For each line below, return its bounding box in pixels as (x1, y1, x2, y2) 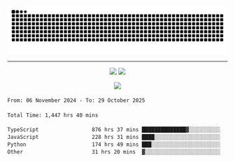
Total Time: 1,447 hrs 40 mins (7, 112, 99, 119)
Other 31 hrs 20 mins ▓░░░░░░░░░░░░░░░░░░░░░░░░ (7, 148, 220, 155)
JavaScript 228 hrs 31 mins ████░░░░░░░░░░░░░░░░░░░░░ (7, 134, 220, 141)
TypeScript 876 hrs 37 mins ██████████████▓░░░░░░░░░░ (7, 126, 220, 133)
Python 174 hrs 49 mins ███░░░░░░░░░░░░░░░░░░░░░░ (7, 141, 220, 148)
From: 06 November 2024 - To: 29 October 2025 (7, 96, 145, 104)
